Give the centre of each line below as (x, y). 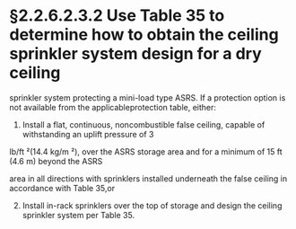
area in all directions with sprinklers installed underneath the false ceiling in (148, 178)
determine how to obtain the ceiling (144, 35)
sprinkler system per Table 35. (78, 215)
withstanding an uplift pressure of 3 (88, 134)
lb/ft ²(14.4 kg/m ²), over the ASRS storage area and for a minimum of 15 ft (146, 151)
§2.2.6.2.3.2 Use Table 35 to (117, 16)
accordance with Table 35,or (62, 188)
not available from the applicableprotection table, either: (113, 107)
